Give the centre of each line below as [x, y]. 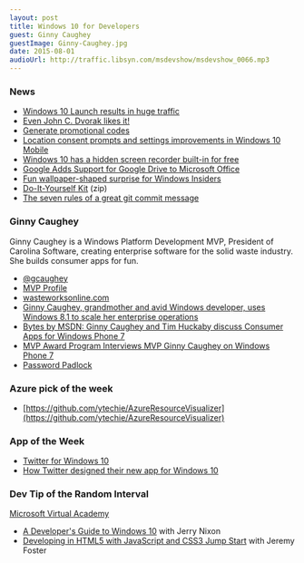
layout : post [34, 18]
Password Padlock [57, 364]
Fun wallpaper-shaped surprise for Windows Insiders [122, 179]
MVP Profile [45, 287]
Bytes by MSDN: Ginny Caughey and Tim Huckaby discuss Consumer [153, 326]
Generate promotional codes [76, 131]
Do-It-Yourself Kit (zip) [65, 189]
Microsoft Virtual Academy [59, 514]
